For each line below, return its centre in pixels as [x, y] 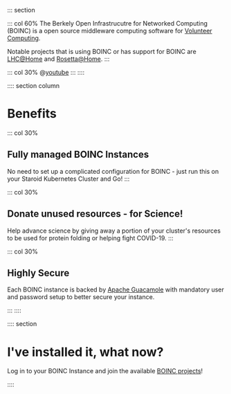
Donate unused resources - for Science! [95, 214]
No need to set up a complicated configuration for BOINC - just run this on [113, 171]
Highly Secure [38, 273]
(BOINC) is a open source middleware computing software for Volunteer [110, 31]
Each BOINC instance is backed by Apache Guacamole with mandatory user [116, 289]
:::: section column [34, 86]
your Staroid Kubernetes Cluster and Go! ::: [68, 179]
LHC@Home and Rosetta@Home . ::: [58, 59]
